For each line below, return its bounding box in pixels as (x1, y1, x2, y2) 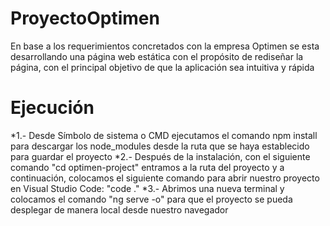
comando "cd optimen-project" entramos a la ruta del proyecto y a (10, 161, 285, 173)
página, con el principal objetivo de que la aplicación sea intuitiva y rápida (10, 61, 315, 73)
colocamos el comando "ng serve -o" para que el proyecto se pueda (10, 193, 293, 205)
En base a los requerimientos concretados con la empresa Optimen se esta (10, 40, 320, 52)
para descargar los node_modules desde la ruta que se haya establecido (10, 140, 310, 152)
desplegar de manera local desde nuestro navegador (10, 203, 229, 216)
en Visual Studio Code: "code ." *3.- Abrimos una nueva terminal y (10, 182, 285, 194)
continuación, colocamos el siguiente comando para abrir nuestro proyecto (10, 172, 320, 184)
